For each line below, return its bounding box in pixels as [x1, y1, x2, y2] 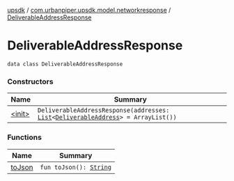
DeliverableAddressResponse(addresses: [37, 107, 170, 114]
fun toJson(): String [40, 163, 111, 171]
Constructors [7, 77, 54, 86]
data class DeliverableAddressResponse [7, 61, 123, 68]
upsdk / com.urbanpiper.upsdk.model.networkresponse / [7, 6, 171, 14]
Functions [7, 132, 42, 142]
